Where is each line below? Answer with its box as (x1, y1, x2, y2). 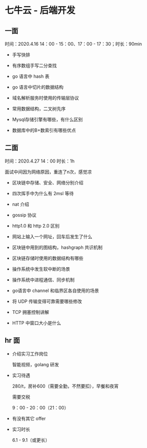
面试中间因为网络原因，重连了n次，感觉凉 (5, 169, 92, 175)
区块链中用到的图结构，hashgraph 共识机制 (12, 244, 103, 250)
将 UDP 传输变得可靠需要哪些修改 (12, 298, 82, 304)
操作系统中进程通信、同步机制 (12, 276, 75, 282)
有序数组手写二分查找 (12, 62, 57, 69)
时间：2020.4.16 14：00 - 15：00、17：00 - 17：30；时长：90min (5, 41, 142, 47)
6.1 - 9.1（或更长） (12, 437, 50, 443)
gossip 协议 (12, 212, 36, 218)
